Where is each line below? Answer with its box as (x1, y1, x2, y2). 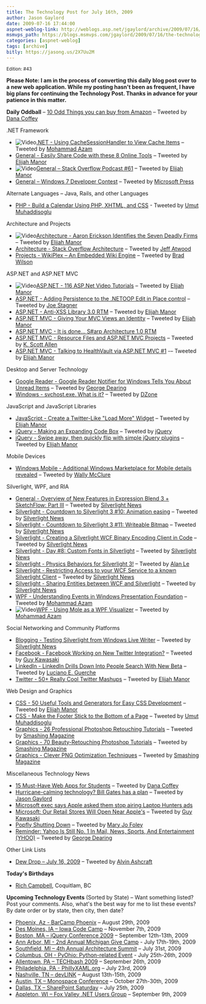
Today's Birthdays (6, 869, 54, 877)
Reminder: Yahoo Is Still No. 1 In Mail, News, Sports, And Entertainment (15, 828, 194, 835)
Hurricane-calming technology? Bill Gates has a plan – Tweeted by (15, 788, 184, 796)
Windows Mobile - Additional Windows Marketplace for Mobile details (15, 464, 192, 472)
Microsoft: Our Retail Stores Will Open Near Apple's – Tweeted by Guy (15, 808, 193, 815)
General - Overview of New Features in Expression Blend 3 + (15, 494, 170, 502)
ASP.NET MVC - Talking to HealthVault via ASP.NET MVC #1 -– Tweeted (15, 347, 197, 354)
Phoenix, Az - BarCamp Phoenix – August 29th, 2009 (15, 919, 150, 926)
